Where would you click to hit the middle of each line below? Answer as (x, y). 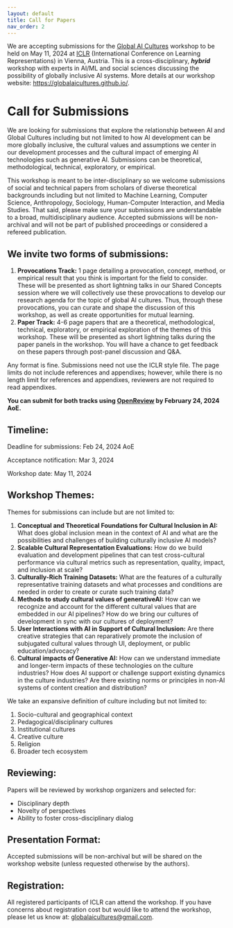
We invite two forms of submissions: (88, 254)
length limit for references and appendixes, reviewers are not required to (111, 380)
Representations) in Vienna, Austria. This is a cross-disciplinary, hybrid (109, 61)
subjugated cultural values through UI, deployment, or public (104, 643)
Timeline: (28, 430)
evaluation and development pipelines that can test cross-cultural (111, 555)
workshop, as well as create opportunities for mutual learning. (106, 315)
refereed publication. (37, 232)
